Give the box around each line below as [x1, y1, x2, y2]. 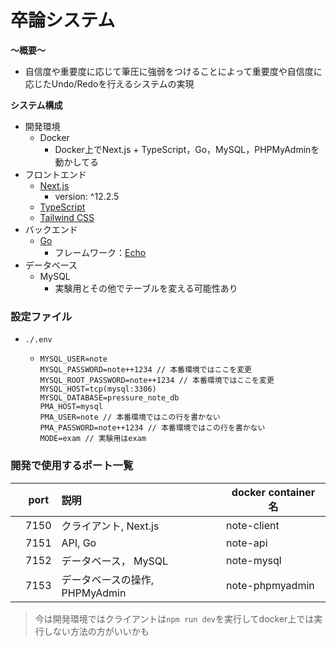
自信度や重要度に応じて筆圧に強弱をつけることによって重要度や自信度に [24, 65, 323, 77]
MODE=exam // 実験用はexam [39, 434, 147, 444]
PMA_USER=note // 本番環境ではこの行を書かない [39, 412, 221, 423]
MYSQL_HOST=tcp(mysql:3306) [39, 384, 157, 395]
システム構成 [10, 99, 63, 111]
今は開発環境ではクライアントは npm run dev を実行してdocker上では [34, 612, 315, 625]
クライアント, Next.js [61, 519, 160, 533]
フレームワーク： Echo [54, 246, 147, 258]
